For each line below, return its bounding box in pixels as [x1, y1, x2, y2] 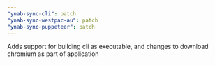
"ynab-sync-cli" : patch [7, 10, 77, 17]
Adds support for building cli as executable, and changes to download [7, 43, 209, 51]
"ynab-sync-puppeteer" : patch [7, 23, 96, 30]
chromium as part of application [7, 50, 99, 58]
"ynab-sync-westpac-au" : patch [7, 17, 98, 24]
